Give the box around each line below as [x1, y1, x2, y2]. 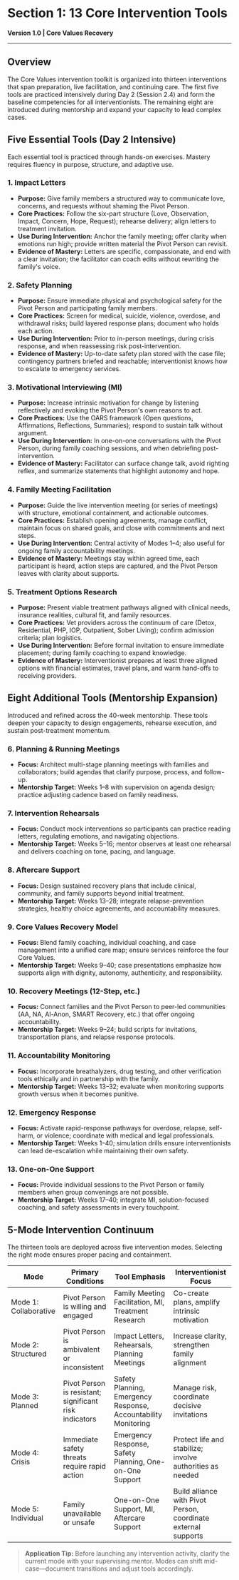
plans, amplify [173, 1297, 221, 1307]
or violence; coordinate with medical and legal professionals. [36, 1131, 215, 1140]
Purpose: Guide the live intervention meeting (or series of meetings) [17, 501, 218, 510]
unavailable [63, 1509, 102, 1519]
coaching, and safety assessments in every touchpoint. [17, 1203, 180, 1212]
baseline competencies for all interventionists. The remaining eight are [7, 98, 213, 106]
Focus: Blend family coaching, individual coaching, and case [17, 938, 196, 947]
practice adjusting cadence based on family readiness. [17, 791, 179, 799]
